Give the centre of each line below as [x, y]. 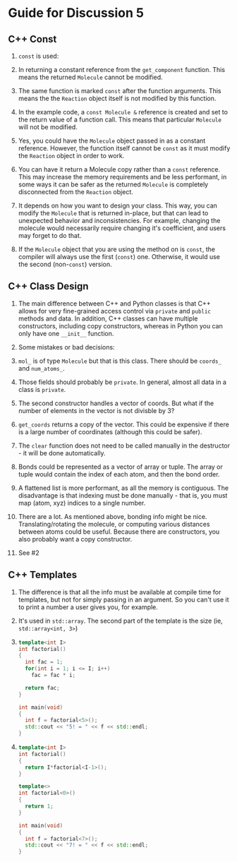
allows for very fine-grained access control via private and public [114, 311]
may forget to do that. [50, 235]
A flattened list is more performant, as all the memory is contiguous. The [123, 488]
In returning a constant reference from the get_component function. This [121, 70]
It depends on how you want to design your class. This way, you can [118, 205]
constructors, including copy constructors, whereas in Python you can [120, 325]
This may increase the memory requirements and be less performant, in [122, 177]
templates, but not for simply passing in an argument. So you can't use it [123, 599]
